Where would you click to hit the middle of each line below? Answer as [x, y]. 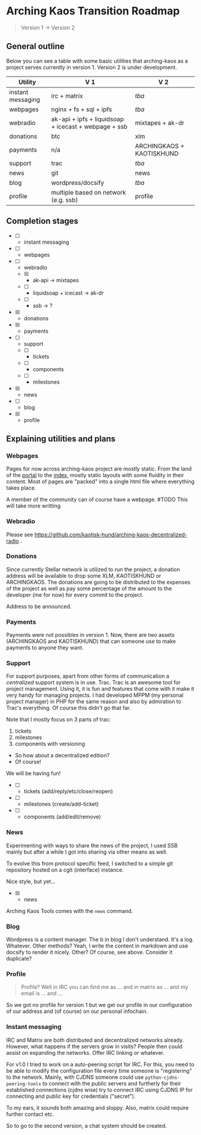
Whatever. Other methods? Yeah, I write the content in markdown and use [97, 946]
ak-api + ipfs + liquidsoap [88, 119]
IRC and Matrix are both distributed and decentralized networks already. [95, 1040]
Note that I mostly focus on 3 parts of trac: [59, 720]
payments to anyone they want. [45, 648]
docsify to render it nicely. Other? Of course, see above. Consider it [89, 952]
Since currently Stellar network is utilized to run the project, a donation [93, 569]
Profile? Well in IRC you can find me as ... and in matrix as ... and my [104, 987]
